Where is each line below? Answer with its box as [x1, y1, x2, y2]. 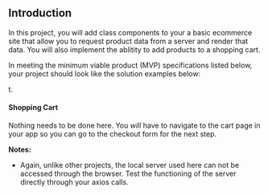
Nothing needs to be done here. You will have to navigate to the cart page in [8, 120, 261, 131]
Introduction [8, 6, 72, 20]
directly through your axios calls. [19, 177, 129, 187]
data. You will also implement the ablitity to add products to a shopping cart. [8, 44, 261, 55]
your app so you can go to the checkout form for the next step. [8, 129, 217, 139]
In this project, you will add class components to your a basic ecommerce [8, 27, 253, 37]
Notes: [8, 144, 32, 155]
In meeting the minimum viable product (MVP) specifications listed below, [8, 60, 253, 70]
